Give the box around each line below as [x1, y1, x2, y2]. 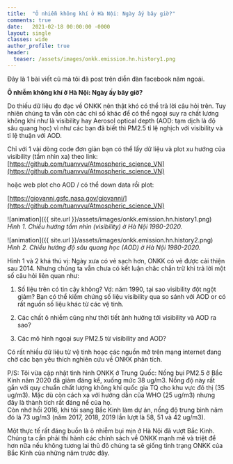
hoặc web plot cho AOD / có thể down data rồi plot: [7, 180, 154, 189]
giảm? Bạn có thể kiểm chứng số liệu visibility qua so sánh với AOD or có [17, 292, 226, 300]
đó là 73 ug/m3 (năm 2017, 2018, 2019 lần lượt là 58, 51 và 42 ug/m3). [7, 412, 206, 422]
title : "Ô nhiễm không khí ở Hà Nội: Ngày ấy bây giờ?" [7, 10, 176, 17]
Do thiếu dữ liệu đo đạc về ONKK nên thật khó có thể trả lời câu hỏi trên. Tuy [7, 102, 226, 110]
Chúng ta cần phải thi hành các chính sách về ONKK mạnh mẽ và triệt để [7, 433, 216, 442]
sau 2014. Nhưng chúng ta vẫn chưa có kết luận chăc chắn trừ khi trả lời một [7, 264, 226, 272]
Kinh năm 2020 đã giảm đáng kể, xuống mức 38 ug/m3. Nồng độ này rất [7, 376, 216, 384]
